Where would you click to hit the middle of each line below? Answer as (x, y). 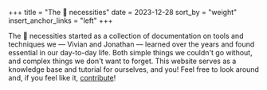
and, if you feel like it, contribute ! (62, 78)
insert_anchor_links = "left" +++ (61, 21)
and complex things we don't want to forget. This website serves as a (122, 61)
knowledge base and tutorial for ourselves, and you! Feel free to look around (133, 69)
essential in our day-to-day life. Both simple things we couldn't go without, (130, 52)
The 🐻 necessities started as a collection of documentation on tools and (126, 36)
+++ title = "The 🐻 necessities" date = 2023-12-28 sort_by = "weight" (123, 12)
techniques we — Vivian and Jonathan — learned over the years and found (132, 44)
